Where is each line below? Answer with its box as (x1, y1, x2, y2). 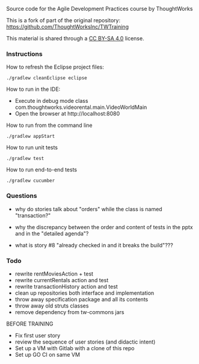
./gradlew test (6, 156, 44, 162)
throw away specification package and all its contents (14, 295, 148, 303)
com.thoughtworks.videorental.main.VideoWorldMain (14, 103, 147, 111)
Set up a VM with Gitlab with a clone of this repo (14, 344, 135, 351)
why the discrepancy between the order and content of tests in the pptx (14, 223, 194, 230)
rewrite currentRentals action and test (14, 276, 109, 283)
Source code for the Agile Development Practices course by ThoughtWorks (6, 5, 194, 12)
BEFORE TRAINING (6, 320, 54, 327)
